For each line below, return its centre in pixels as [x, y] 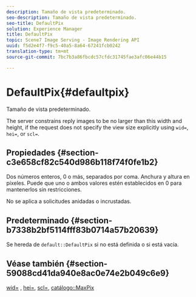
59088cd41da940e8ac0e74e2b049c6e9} [88, 273]
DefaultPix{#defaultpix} [68, 92]
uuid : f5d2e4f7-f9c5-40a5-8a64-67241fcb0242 [63, 46]
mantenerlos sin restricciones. [44, 190]
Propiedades [31, 152]
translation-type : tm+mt [38, 52]
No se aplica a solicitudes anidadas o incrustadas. [69, 201]
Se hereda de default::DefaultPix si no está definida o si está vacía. [93, 245]
